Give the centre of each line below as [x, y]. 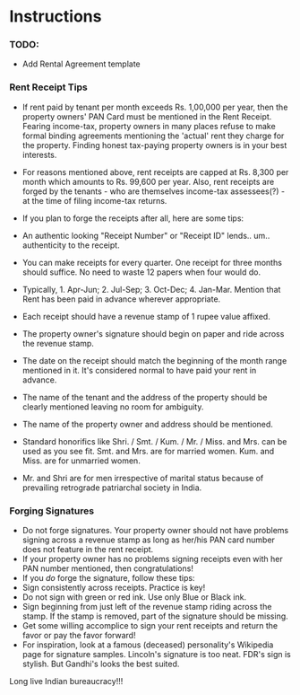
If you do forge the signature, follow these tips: [108, 578]
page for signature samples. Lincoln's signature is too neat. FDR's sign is [156, 655]
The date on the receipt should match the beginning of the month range [154, 360]
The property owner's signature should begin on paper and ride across [153, 333]
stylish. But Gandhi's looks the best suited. [101, 664]
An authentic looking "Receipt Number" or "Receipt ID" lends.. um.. [146, 235]
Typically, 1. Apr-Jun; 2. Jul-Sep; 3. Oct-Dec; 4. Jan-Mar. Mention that [151, 289]
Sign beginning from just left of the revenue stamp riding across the [147, 607]
